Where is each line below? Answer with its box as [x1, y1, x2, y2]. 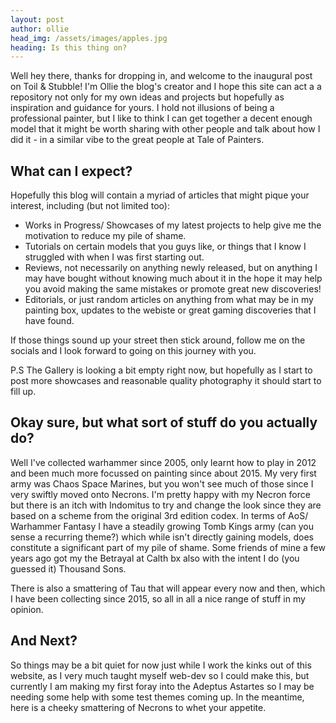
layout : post [10, 14, 65, 25]
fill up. [10, 386, 37, 398]
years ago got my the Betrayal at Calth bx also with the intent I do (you [10, 552, 300, 564]
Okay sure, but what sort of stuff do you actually [10, 414, 318, 431]
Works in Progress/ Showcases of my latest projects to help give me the [24, 219, 322, 231]
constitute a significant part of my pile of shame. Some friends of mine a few [10, 541, 326, 553]
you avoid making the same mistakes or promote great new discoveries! [24, 283, 322, 295]
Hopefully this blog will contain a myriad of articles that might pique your [10, 189, 310, 201]
